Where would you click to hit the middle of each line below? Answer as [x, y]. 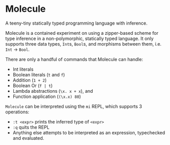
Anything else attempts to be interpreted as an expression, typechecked [89, 132]
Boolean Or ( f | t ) [33, 86]
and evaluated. [28, 138]
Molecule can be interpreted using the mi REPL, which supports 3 [74, 106]
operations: [17, 112]
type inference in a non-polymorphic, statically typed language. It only [79, 38]
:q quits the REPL [31, 127]
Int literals [23, 69]
